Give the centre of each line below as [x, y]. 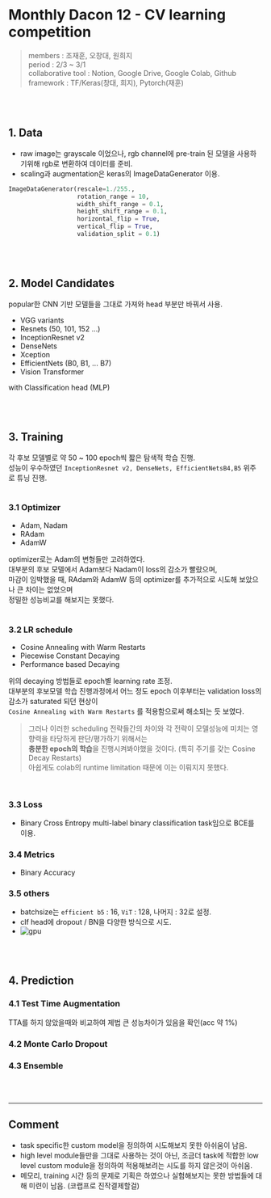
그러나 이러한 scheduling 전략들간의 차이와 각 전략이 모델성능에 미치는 [139, 728]
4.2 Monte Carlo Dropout [58, 1044]
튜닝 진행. [32, 478]
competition [50, 32]
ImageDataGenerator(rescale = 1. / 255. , [72, 189]
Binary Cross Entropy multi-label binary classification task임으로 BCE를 [137, 823]
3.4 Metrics [31, 854]
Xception [35, 354]
